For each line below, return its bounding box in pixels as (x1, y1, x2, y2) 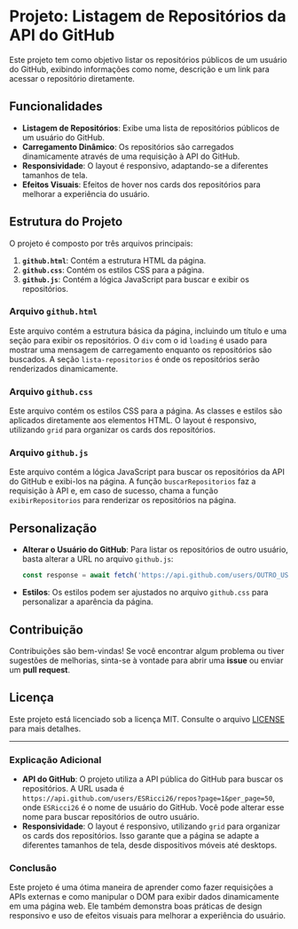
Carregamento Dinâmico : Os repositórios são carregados (21, 141, 235, 152)
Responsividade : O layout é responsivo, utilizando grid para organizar (21, 821, 281, 831)
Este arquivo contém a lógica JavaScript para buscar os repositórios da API (9, 467, 286, 477)
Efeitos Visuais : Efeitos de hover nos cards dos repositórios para (21, 179, 262, 190)
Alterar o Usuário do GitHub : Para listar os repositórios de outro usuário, (21, 544, 288, 555)
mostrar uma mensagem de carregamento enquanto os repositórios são (9, 344, 272, 355)
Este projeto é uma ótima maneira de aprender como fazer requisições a (9, 882, 273, 893)
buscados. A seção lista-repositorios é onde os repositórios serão (9, 353, 260, 365)
